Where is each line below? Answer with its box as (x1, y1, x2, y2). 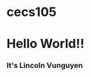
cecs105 (6, 4, 57, 20)
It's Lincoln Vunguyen (6, 60, 83, 70)
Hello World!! (6, 36, 85, 52)
